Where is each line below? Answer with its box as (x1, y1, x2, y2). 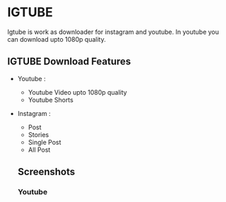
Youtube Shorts (28, 95, 74, 104)
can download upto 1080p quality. (7, 35, 106, 43)
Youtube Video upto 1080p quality (28, 88, 127, 96)
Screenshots (17, 166, 76, 178)
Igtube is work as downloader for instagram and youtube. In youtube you (7, 28, 220, 36)
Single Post (28, 138, 61, 146)
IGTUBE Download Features (7, 56, 131, 68)
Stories (28, 130, 49, 138)
